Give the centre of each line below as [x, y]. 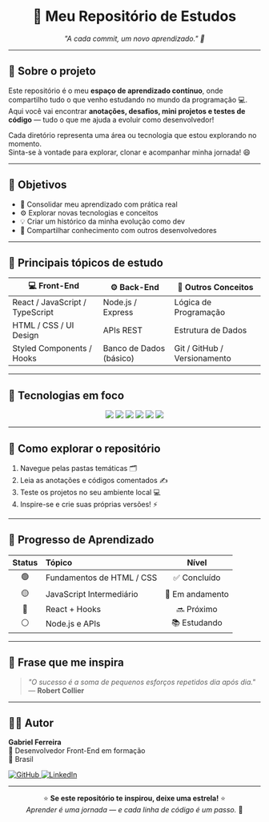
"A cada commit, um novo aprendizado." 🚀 [134, 38]
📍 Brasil [21, 760]
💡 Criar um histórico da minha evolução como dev [102, 221]
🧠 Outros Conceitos [215, 287]
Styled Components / [52, 349]
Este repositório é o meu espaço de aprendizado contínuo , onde [116, 91]
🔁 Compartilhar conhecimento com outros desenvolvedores [118, 230]
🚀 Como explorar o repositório [84, 448]
